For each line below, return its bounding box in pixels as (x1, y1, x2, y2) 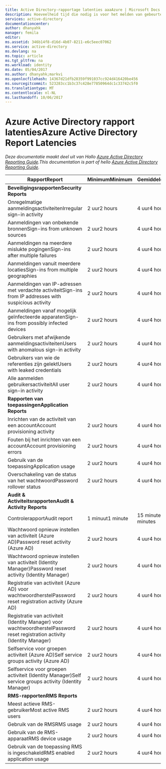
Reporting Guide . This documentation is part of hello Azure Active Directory (5, 159, 158, 165)
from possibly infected (15, 320, 68, 326)
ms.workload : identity (5, 63, 52, 67)
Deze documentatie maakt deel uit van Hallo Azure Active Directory (5, 154, 143, 160)
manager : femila (5, 30, 39, 35)
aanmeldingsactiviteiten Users (7, 340, 77, 347)
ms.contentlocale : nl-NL (5, 90, 56, 95)
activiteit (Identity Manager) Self (7, 672, 82, 679)
